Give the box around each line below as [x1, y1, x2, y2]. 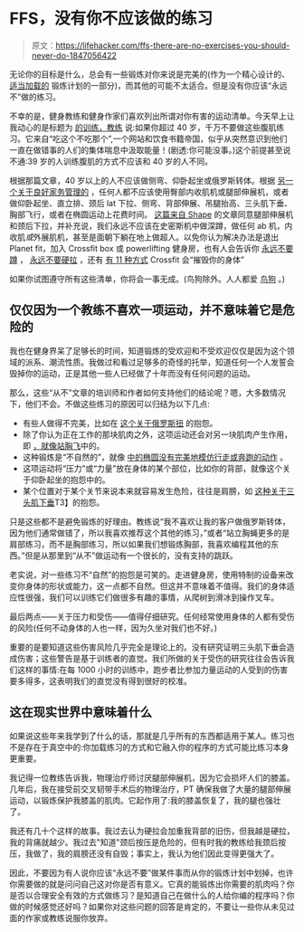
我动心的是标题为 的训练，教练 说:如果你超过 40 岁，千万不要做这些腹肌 [9, 121, 277, 132]
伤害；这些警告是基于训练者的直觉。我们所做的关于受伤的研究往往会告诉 [16, 652, 287, 663]
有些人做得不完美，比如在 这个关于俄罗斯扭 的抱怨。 [22, 417, 218, 428]
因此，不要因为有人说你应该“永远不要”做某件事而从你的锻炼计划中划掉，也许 [9, 867, 294, 878]
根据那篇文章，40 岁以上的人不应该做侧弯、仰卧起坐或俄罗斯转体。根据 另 [9, 175, 286, 185]
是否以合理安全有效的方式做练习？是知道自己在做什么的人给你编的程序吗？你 [9, 889, 295, 900]
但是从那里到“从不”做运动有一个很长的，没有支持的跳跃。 [24, 549, 238, 561]
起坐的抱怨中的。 [46, 474, 110, 485]
